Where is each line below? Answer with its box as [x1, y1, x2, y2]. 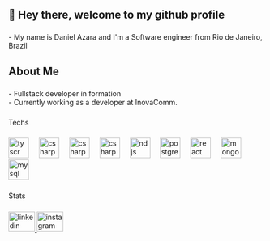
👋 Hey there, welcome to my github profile [8, 8, 225, 22]
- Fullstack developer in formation [8, 88, 122, 98]
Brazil [8, 41, 28, 51]
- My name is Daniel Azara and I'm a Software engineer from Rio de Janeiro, [8, 32, 264, 42]
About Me [8, 64, 59, 78]
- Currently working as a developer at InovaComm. [8, 97, 178, 107]
